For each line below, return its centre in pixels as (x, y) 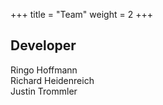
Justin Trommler (44, 91)
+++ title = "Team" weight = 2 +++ (81, 14)
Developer (43, 45)
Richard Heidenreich (52, 80)
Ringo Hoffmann (44, 70)
